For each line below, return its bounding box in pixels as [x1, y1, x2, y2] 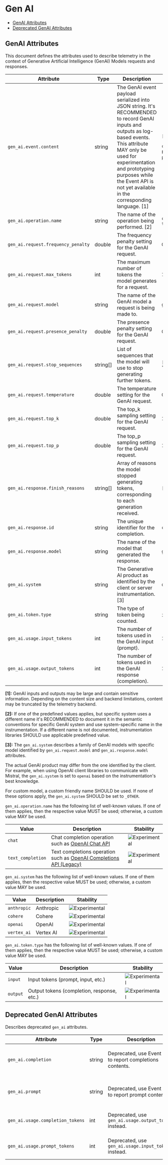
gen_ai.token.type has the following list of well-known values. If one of [5, 942, 152, 948]
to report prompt [107, 1091, 146, 1098]
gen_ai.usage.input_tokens [7, 635, 72, 641]
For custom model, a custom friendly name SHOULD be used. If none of [5, 788, 153, 794]
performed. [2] [116, 223, 152, 230]
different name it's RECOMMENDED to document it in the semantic [5, 716, 142, 722]
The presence [116, 319, 150, 326]
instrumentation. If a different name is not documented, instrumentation [5, 727, 152, 733]
